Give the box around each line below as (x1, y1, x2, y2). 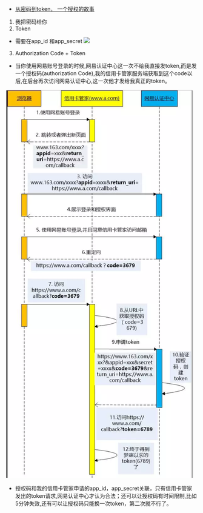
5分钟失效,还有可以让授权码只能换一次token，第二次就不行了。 (15, 500, 172, 507)
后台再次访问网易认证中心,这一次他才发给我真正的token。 (27, 78, 171, 84)
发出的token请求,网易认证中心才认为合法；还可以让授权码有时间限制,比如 (15, 492, 197, 499)
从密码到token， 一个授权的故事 (15, 5, 95, 12)
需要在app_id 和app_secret (15, 38, 83, 44)
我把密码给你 (15, 18, 47, 25)
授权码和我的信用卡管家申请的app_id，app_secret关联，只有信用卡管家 (15, 485, 193, 492)
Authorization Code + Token (15, 50, 86, 56)
